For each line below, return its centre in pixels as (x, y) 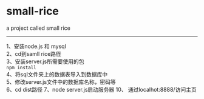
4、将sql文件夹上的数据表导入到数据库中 (57, 74)
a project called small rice (39, 28)
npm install (21, 67)
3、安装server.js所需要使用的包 (45, 61)
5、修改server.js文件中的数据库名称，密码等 (61, 82)
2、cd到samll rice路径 (34, 53)
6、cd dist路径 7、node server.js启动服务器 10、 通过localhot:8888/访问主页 (101, 89)
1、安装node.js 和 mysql (36, 46)
